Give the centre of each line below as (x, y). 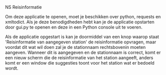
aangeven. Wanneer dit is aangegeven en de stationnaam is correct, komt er (83, 52)
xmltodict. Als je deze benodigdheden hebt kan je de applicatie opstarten (80, 22)
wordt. (12, 68)
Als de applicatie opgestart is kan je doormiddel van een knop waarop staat (82, 37)
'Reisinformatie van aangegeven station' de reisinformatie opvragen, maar (81, 42)
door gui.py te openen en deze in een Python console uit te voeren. (74, 27)
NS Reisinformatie (24, 7)
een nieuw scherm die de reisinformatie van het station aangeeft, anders (79, 58)
